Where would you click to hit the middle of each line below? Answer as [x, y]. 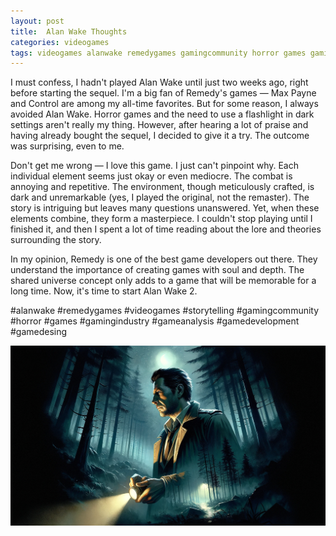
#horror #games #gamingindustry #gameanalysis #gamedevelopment [155, 321]
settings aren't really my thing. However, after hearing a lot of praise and [159, 125]
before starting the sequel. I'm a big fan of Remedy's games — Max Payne [163, 93]
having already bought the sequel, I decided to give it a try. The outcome [160, 136]
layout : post [37, 21]
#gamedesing [39, 332]
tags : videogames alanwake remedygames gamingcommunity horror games [158, 53]
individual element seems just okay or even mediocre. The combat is [151, 176]
